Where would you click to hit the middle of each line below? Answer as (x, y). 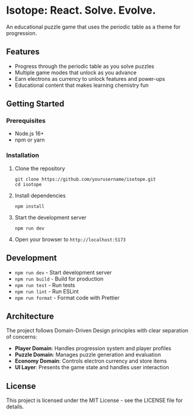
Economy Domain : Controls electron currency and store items (91, 361)
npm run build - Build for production (59, 279)
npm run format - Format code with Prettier (67, 297)
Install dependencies (40, 195)
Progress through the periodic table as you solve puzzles (84, 66)
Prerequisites (26, 121)
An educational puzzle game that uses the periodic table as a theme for (93, 27)
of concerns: (22, 337)
